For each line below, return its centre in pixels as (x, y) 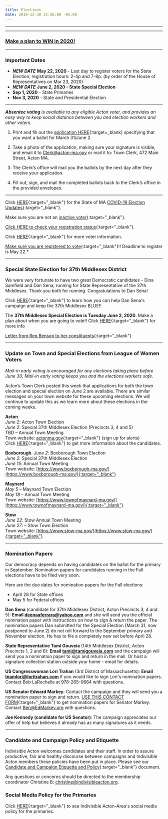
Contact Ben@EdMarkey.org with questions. (51, 707)
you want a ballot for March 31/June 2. (52, 137)
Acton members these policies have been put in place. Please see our (77, 762)
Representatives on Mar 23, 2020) (48, 82)
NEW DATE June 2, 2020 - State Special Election (64, 87)
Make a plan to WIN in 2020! (40, 41)
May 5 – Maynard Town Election (38, 489)
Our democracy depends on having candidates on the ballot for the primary (83, 564)
